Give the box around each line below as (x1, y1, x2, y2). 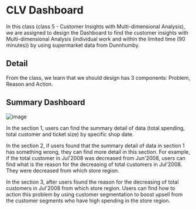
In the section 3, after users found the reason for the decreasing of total (6, 178, 179, 185)
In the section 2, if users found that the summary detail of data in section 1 (6, 142, 185, 149)
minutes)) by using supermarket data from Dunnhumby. (6, 42, 140, 49)
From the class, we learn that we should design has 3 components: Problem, (6, 74, 191, 81)
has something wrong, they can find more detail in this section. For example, (6, 148, 190, 155)
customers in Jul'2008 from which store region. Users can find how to (6, 184, 176, 191)
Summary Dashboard (6, 97, 85, 107)
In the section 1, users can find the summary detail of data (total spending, (6, 124, 185, 131)
